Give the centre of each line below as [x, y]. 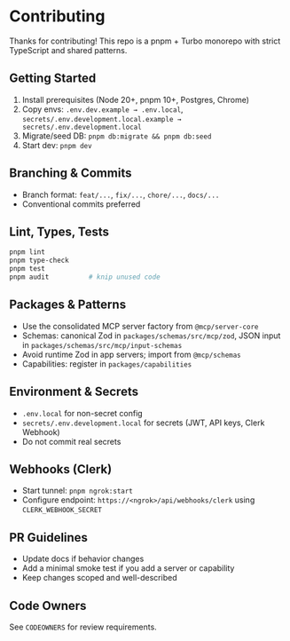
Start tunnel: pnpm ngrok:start [77, 491]
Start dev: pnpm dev [57, 145]
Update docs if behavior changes [83, 559]
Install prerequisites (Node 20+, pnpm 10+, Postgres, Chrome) [136, 99]
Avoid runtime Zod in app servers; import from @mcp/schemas [131, 354]
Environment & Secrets [74, 392]
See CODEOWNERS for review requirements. [83, 627]
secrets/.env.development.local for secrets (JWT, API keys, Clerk [143, 423]
